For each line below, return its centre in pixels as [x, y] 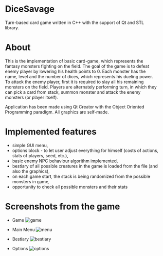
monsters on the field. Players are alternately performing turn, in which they [81, 87]
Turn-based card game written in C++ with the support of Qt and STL [75, 22]
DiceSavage [30, 9]
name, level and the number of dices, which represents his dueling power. [79, 76]
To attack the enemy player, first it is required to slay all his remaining [74, 82]
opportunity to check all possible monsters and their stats [70, 187]
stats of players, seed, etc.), [40, 155]
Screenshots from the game [63, 207]
